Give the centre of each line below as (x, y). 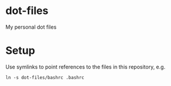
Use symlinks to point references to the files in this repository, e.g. (85, 67)
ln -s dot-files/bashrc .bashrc (45, 77)
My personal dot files (31, 27)
